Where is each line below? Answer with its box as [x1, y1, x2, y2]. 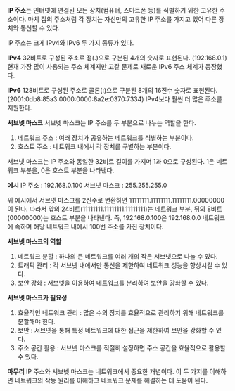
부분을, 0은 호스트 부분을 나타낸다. [20, 166, 115, 174]
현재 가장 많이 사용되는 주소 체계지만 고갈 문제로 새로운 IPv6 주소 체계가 [7, 63, 204, 70]
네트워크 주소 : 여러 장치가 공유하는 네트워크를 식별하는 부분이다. [17, 134, 195, 142]
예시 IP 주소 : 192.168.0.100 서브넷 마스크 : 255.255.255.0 [7, 181, 167, 189]
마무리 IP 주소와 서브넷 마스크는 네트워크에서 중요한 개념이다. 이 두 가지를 [7, 368, 208, 376]
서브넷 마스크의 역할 [7, 238, 62, 245]
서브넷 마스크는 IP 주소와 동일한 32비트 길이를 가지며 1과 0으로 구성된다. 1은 [7, 158, 215, 165]
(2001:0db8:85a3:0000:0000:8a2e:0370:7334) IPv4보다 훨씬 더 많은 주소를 [7, 95, 223, 103]
